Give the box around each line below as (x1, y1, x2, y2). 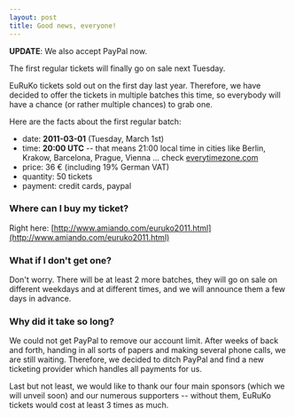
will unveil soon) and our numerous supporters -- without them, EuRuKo (9, 390, 272, 401)
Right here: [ (9, 223, 55, 233)
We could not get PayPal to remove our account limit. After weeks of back (9, 335, 279, 346)
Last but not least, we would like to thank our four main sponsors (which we (9, 381, 285, 391)
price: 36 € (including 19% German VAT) (21, 161, 170, 172)
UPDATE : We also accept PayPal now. (9, 45, 148, 56)
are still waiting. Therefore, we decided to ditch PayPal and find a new (9, 354, 264, 365)
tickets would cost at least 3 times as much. (9, 400, 169, 411)
